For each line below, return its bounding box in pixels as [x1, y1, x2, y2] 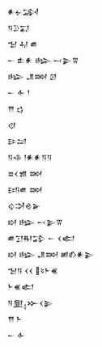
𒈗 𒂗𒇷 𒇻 [7, 72, 57, 81]
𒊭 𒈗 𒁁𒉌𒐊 [7, 218, 63, 226]
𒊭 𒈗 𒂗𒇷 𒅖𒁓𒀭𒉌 [7, 250, 95, 259]
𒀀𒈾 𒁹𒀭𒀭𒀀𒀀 [7, 153, 53, 162]
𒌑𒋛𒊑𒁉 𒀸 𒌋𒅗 [7, 234, 75, 243]
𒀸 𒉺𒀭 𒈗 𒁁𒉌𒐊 [7, 56, 79, 65]
